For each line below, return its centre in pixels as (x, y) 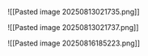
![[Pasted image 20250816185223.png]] (74, 43)
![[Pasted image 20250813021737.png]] (73, 27)
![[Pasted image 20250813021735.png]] (74, 12)
